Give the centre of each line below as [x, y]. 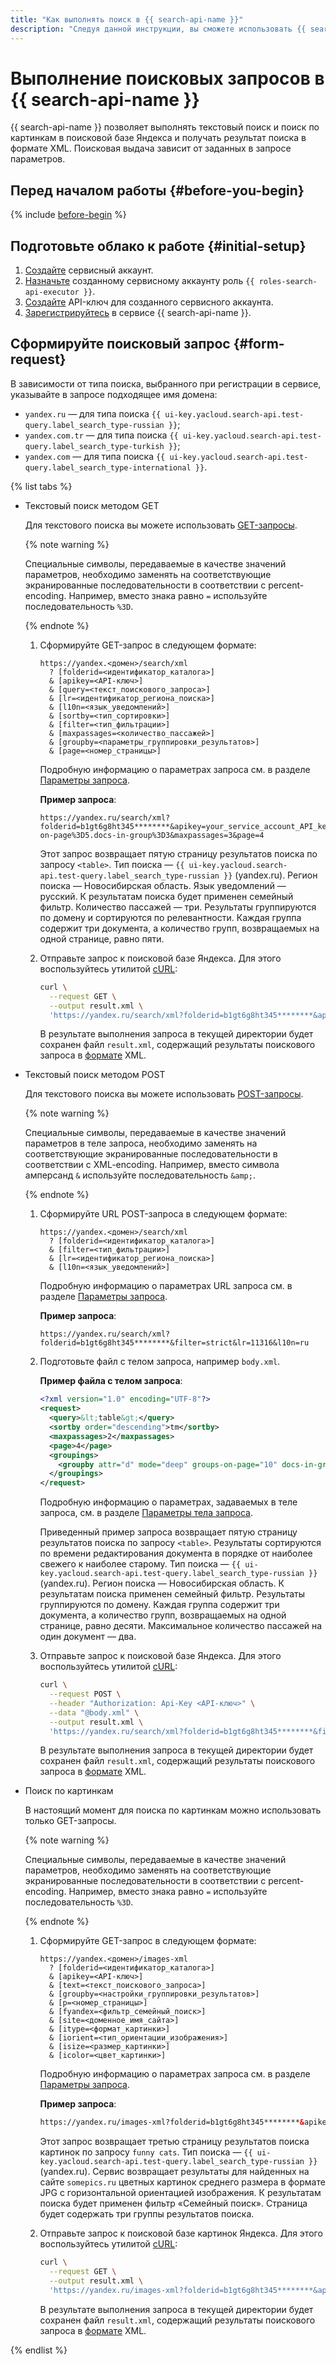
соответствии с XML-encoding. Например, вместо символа [152, 1165]
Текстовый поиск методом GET [92, 505]
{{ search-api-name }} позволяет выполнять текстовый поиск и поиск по [165, 127]
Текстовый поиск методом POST [95, 1075]
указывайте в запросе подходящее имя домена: [114, 394]
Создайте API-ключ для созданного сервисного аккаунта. [149, 302]
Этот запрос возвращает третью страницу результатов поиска [174, 2142]
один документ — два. [88, 1637]
